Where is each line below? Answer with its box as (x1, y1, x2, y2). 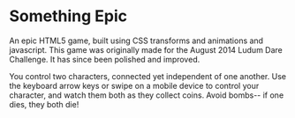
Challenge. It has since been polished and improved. (9, 54, 200, 64)
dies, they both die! (9, 99, 79, 109)
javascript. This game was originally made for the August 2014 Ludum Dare (9, 44, 283, 55)
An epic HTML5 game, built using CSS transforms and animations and (9, 35, 263, 46)
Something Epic (9, 6, 128, 26)
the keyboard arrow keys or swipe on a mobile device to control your (9, 80, 260, 91)
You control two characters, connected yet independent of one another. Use (9, 70, 287, 81)
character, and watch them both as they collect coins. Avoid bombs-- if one (9, 90, 284, 100)
